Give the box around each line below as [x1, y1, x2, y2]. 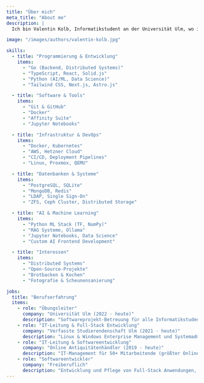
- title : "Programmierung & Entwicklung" [12, 53, 118, 59]
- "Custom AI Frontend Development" [22, 238, 115, 245]
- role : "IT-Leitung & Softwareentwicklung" [17, 339, 132, 345]
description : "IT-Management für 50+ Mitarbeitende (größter [22, 350, 181, 357]
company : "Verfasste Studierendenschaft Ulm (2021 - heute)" [22, 328, 181, 334]
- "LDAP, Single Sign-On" [22, 194, 88, 200]
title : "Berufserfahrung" [12, 294, 78, 300]
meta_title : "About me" [6, 15, 67, 21]
